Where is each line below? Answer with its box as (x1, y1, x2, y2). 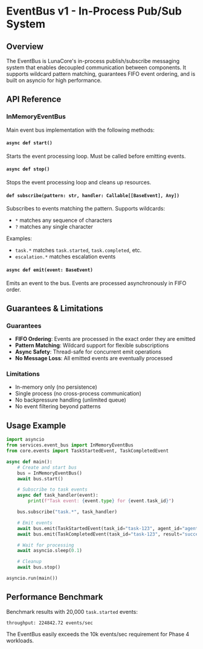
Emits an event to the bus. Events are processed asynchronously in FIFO (6, 279, 187, 286)
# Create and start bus (17, 464, 77, 471)
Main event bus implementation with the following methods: (6, 126, 155, 133)
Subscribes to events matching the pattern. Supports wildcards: (6, 205, 165, 212)
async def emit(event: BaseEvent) (6, 267, 94, 273)
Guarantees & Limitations (6, 303, 104, 314)
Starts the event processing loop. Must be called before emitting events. (6, 152, 186, 160)
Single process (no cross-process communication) (14, 390, 142, 397)
